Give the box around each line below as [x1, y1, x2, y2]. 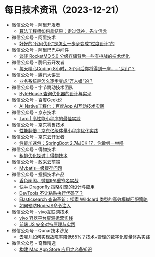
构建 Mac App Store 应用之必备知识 [19, 246, 92, 252]
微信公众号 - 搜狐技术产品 [11, 171, 65, 177]
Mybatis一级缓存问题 [19, 165, 63, 171]
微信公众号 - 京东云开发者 [11, 134, 65, 140]
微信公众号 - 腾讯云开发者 [11, 59, 65, 65]
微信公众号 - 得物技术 [11, 146, 56, 152]
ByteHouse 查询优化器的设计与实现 [19, 90, 92, 96]
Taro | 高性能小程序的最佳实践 [19, 115, 81, 121]
